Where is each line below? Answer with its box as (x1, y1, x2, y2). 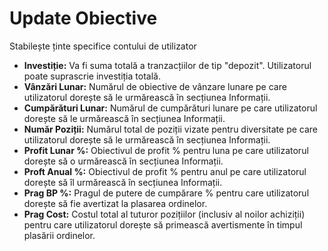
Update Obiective (9, 7, 158, 30)
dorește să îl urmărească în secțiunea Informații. (23, 176, 223, 188)
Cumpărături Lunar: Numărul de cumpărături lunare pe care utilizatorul (23, 102, 318, 114)
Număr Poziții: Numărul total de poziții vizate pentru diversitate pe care (23, 123, 319, 135)
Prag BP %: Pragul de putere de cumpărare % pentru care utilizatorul (23, 187, 310, 199)
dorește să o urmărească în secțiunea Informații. (23, 155, 224, 167)
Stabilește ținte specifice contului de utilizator (9, 40, 197, 52)
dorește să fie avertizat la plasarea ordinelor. (23, 197, 208, 209)
